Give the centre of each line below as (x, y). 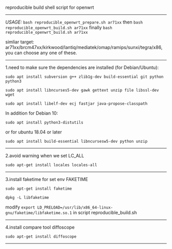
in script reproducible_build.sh (105, 212)
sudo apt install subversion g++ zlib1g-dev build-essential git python (84, 77)
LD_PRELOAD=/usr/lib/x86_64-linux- (75, 208)
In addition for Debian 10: (32, 113)
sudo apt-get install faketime (39, 189)
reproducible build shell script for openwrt (50, 7)
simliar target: (20, 42)
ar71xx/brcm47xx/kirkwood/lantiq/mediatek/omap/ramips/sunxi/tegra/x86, (84, 47)
